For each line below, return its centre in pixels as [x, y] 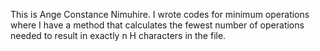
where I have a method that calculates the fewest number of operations [157, 25]
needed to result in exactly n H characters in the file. [118, 35]
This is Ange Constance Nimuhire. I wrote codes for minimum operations [160, 14]
